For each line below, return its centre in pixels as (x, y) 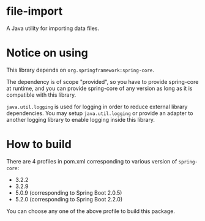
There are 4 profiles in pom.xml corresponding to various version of (92, 161)
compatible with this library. (41, 95)
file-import (35, 11)
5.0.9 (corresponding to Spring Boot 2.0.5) (69, 193)
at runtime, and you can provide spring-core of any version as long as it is (99, 88)
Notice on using (47, 53)
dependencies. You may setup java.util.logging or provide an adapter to (100, 113)
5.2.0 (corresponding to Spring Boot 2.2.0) (69, 199)
